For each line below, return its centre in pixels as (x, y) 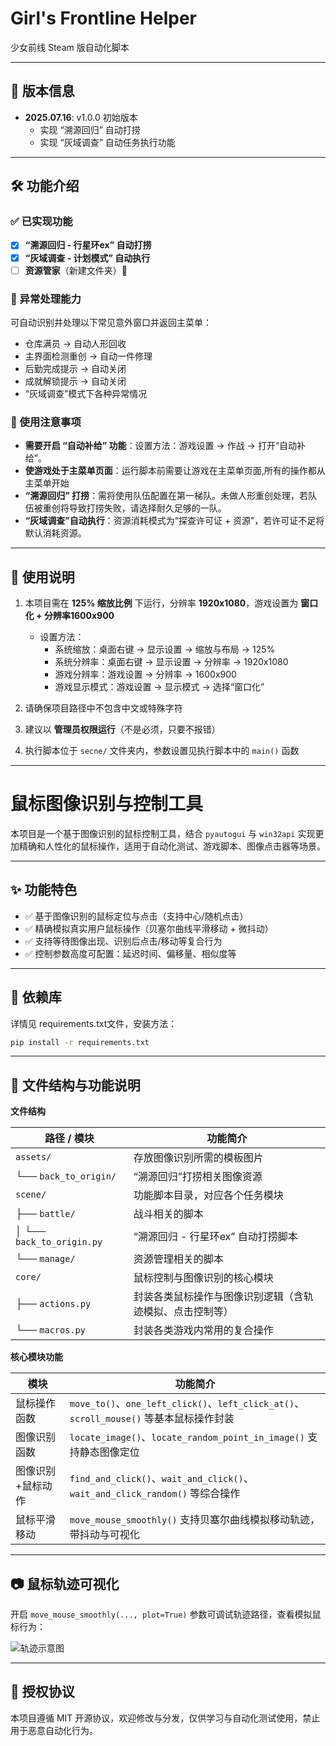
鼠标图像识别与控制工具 (107, 804)
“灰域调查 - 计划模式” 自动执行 (87, 258)
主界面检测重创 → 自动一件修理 (88, 356)
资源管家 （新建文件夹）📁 (76, 270)
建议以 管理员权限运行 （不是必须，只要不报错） (122, 729)
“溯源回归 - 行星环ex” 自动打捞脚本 (215, 1237)
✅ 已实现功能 (41, 222)
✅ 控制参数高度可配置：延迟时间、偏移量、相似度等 (130, 953)
